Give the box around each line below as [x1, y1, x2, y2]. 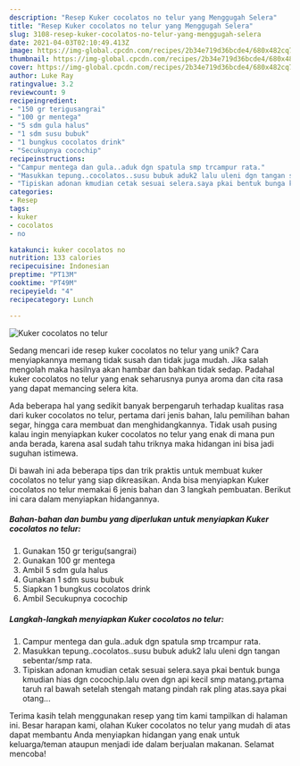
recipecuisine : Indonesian [9, 262, 110, 271]
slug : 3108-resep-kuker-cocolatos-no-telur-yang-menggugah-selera [9, 29, 262, 38]
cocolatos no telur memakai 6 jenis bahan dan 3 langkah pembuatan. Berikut [9, 484, 292, 494]
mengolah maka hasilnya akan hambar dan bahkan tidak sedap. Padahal [9, 364, 275, 375]
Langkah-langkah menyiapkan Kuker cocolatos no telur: [9, 614, 225, 625]
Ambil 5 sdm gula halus [21, 565, 109, 576]
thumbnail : [9, 55, 50, 63]
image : [9, 46, 34, 55]
